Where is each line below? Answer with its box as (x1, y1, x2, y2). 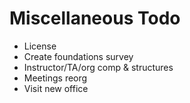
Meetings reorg (23, 72, 88, 84)
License (23, 40, 57, 52)
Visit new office (23, 82, 89, 94)
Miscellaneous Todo (9, 7, 181, 30)
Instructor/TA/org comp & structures (23, 61, 174, 73)
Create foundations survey (23, 50, 134, 62)
